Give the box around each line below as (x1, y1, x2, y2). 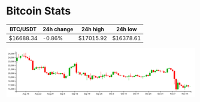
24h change (43, 26, 74, 33)
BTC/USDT (10, 26, 37, 33)
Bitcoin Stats (6, 4, 71, 18)
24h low (116, 26, 137, 33)
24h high (81, 26, 105, 33)
